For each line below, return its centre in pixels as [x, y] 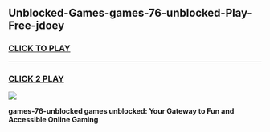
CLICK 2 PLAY [36, 78]
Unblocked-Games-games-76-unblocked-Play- [130, 13]
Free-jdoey [37, 26]
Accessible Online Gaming [53, 119]
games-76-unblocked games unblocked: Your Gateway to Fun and [121, 110]
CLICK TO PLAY [39, 49]
